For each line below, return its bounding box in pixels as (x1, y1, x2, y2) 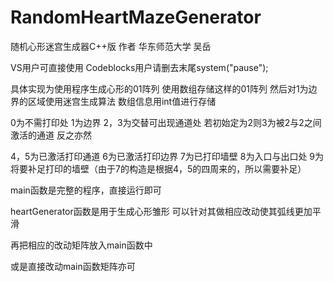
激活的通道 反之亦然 (10, 129, 92, 141)
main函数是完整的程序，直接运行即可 (10, 184, 162, 196)
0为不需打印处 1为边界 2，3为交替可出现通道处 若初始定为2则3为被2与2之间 (10, 116, 322, 128)
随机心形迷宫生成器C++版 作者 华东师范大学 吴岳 (10, 40, 212, 52)
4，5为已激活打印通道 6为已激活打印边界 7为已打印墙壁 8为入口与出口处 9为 (10, 150, 325, 162)
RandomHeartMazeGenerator (10, 6, 262, 29)
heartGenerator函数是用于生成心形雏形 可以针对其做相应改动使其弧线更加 (10, 205, 313, 217)
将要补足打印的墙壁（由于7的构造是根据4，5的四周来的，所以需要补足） (10, 162, 307, 175)
